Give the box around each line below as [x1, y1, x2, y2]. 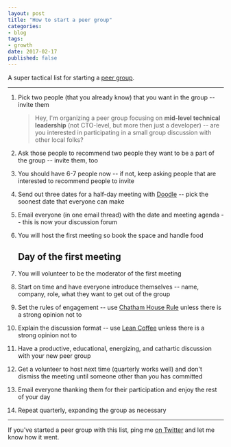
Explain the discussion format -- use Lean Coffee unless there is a [17, 324, 205, 332]
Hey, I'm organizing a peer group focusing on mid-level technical [34, 114, 221, 122]
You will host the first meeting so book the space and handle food [17, 231, 204, 239]
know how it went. [8, 433, 60, 441]
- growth [8, 42, 33, 49]
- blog [8, 29, 27, 36]
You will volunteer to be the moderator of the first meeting [17, 269, 182, 278]
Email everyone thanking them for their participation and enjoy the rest [17, 385, 217, 394]
